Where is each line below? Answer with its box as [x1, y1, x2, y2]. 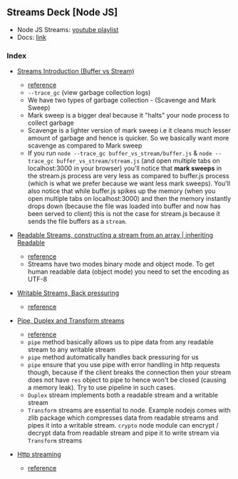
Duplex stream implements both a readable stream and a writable [27, 391, 219, 399]
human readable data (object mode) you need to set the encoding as [27, 267, 229, 276]
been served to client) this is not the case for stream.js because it [27, 210, 220, 218]
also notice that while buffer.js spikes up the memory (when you [27, 187, 216, 195]
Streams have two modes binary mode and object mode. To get [27, 260, 214, 269]
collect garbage [27, 118, 74, 128]
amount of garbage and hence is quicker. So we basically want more [27, 134, 229, 143]
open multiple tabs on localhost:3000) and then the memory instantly [27, 195, 232, 203]
